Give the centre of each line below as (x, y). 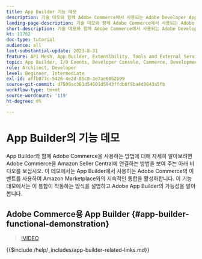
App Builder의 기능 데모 (63, 138)
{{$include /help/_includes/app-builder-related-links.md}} (78, 250)
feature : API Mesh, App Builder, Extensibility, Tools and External (94, 56)
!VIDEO (30, 239)
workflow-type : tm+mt (33, 90)
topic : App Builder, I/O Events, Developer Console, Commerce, (87, 62)
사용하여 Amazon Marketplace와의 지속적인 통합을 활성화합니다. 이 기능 (107, 178)
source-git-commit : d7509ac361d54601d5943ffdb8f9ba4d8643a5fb (86, 85)
